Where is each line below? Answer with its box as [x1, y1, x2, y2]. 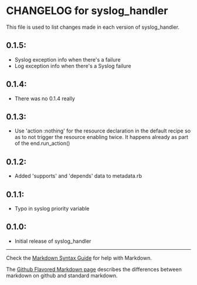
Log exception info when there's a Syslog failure [14, 62, 131, 69]
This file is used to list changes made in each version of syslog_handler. [6, 23, 180, 30]
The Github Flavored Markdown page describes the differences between [6, 266, 182, 273]
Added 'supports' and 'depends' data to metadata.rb [14, 172, 142, 179]
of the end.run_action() [14, 140, 70, 147]
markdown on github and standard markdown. [6, 272, 118, 279]
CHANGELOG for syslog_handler [6, 4, 168, 18]
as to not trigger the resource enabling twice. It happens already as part [14, 134, 189, 141]
